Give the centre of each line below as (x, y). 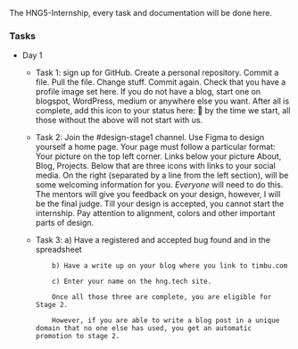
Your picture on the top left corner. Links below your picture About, (158, 156)
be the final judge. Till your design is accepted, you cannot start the (160, 204)
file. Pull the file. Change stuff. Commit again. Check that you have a (161, 82)
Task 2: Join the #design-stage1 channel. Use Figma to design (150, 137)
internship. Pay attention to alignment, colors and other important (155, 213)
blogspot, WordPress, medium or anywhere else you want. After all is (162, 101)
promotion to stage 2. (78, 337)
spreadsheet (58, 250)
